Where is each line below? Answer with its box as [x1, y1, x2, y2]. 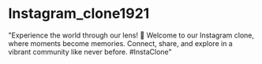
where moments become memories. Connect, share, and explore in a [8, 38, 233, 48]
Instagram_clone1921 [8, 5, 150, 23]
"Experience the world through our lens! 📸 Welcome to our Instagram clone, [8, 30, 255, 40]
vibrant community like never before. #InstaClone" [8, 47, 172, 56]
